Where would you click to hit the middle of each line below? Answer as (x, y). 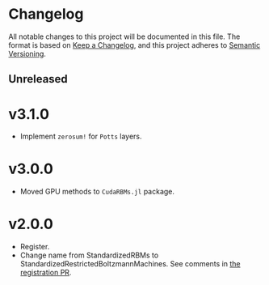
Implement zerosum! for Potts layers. (81, 136)
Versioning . (27, 53)
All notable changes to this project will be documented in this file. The (124, 36)
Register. (35, 247)
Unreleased (38, 79)
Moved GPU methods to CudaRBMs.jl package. (97, 192)
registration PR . (46, 273)
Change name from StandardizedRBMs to (89, 255)
